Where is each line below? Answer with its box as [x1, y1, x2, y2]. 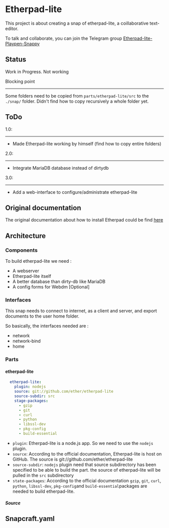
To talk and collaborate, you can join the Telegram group [5, 35, 122, 41]
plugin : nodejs [14, 384, 46, 390]
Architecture [5, 232, 46, 240]
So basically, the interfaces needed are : [5, 323, 89, 329]
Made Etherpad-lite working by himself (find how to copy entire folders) [12, 140, 162, 146]
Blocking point [5, 78, 35, 84]
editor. [5, 25, 19, 31]
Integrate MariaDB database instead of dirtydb [12, 165, 109, 171]
